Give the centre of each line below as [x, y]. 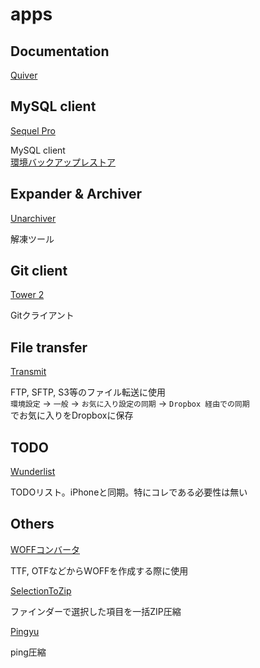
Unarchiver [33, 218]
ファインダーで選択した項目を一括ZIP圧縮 [96, 611]
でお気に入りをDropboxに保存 [72, 415]
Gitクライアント [42, 315]
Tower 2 [27, 295]
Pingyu [25, 631]
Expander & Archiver [76, 194]
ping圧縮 [28, 652]
